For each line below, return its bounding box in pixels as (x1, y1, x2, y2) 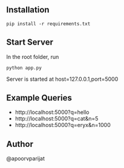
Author (6, 138, 33, 149)
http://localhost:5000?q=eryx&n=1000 (15, 122, 111, 129)
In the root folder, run (6, 53, 59, 60)
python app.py (6, 64, 42, 71)
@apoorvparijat (6, 155, 45, 162)
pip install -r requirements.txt (6, 20, 91, 26)
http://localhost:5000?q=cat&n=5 (15, 115, 99, 122)
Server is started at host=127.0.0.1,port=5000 (6, 75, 119, 82)
